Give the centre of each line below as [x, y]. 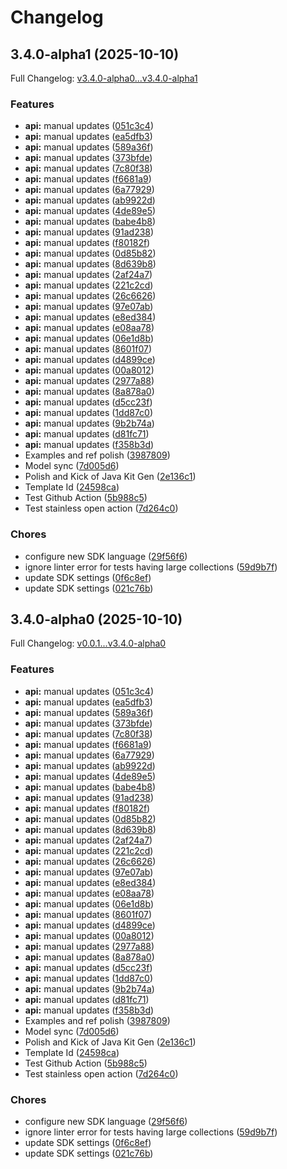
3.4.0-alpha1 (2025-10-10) [95, 54]
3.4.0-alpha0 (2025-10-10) [96, 619]
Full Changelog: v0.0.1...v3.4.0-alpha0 [88, 643]
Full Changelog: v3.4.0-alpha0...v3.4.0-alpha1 [104, 78]
